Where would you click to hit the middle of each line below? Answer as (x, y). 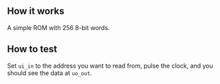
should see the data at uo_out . (50, 73)
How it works (36, 11)
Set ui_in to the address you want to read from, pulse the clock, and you (110, 66)
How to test (32, 50)
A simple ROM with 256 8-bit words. (58, 27)
